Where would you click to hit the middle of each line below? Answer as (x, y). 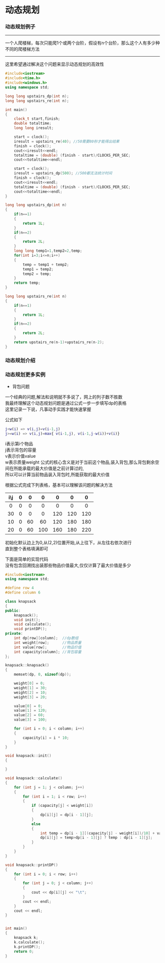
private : (14, 633)
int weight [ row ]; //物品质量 (48, 643)
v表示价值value (20, 456)
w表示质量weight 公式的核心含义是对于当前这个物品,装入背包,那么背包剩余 (80, 462)
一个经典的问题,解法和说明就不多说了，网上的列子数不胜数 (64, 397)
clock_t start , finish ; (37, 119)
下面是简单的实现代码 (27, 559)
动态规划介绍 (20, 360)
